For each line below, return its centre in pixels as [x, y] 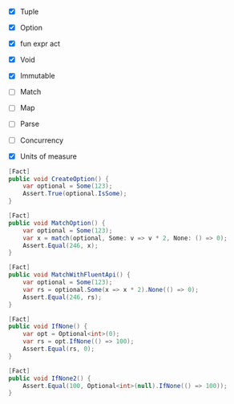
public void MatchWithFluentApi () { [69, 275]
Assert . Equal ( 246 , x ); [61, 245]
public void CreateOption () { [59, 179]
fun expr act [40, 44]
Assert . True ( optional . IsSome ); [75, 194]
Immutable [37, 76]
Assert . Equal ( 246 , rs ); [63, 297]
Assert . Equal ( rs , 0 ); [58, 349]
